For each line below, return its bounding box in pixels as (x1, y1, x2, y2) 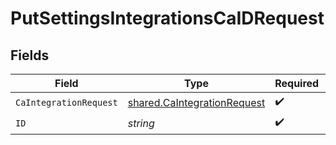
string (127, 116, 155, 130)
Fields (10, 47, 50, 64)
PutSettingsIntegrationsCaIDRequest (10, 7, 325, 30)
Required (274, 77, 320, 90)
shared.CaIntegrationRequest (127, 95, 266, 109)
